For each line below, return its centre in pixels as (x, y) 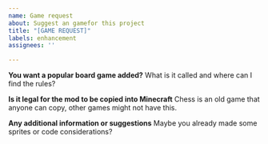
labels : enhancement (43, 38)
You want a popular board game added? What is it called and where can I (130, 75)
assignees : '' (32, 46)
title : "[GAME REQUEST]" (50, 30)
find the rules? (32, 84)
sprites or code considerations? (60, 132)
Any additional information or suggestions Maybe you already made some (133, 123)
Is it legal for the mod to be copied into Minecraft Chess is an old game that (134, 99)
